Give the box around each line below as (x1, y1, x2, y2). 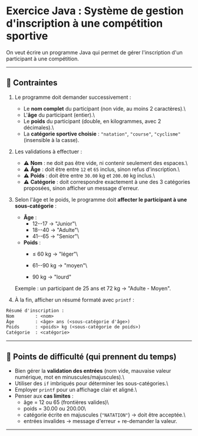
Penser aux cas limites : (14, 392, 74, 399)
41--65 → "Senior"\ (32, 232, 80, 240)
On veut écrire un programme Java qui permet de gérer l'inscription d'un (6, 49, 183, 56)
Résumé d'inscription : (6, 308, 65, 314)
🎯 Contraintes (6, 78, 58, 88)
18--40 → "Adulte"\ (32, 226, 80, 233)
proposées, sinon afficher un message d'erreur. (23, 185, 140, 192)
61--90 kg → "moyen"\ (32, 261, 87, 269)
